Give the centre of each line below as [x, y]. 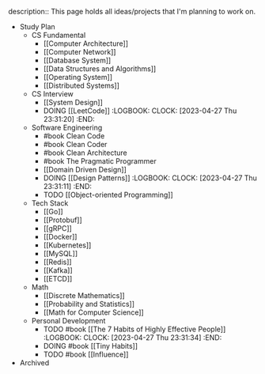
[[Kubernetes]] [67, 245]
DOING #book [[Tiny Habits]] [91, 346]
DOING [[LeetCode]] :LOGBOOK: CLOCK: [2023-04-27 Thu [140, 111]
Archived [34, 363]
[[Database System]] [77, 60]
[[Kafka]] [58, 270]
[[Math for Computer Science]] [93, 312]
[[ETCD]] [58, 279]
